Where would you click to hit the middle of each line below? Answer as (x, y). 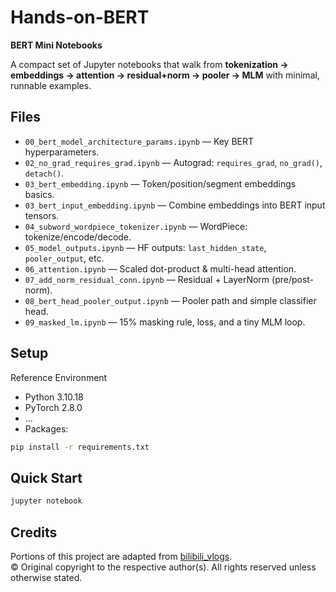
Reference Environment (59, 377)
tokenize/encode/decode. (78, 237)
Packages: (46, 428)
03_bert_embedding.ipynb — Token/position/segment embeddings (160, 183)
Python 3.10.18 (54, 397)
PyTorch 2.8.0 (53, 407)
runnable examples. (51, 85)
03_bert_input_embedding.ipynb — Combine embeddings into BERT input (175, 205)
